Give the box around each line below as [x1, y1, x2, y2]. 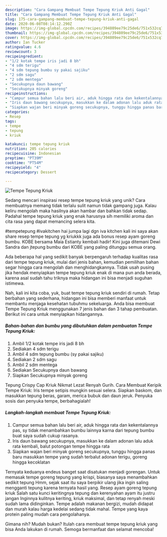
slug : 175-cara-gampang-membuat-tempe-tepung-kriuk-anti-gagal [5, 16, 139, 21]
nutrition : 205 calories [5, 146, 57, 151]
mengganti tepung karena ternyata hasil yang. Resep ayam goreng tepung [5, 485, 157, 491]
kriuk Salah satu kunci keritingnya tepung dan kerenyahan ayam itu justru [5, 490, 155, 496]
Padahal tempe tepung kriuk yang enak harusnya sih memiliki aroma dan [5, 213, 154, 219]
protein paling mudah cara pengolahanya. [5, 512, 90, 518]
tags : [5, 118, 16, 124]
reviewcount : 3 [5, 49, 37, 54]
